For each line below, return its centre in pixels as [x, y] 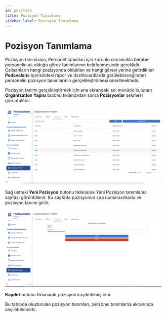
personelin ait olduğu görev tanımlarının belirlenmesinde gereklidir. [73, 65]
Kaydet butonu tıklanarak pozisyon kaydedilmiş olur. [59, 294]
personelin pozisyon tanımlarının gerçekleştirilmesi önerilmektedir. [72, 80]
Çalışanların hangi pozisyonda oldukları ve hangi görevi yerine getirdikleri [80, 70]
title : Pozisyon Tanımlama [33, 16]
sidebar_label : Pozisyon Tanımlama [42, 21]
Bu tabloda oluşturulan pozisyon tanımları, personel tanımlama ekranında [79, 304]
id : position [19, 10]
